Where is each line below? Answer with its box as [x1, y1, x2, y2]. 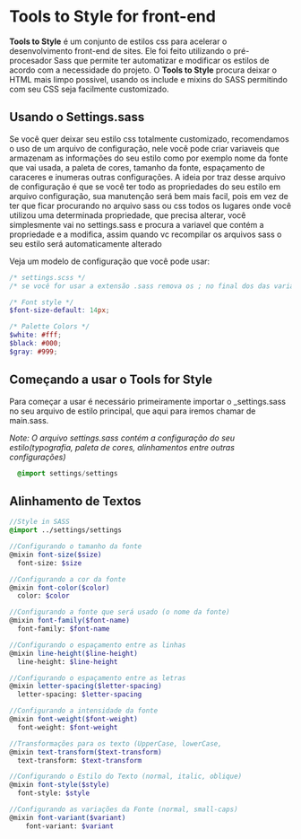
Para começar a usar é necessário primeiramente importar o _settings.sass [9, 396, 287, 406]
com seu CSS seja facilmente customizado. [9, 83, 169, 94]
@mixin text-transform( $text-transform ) [9, 747, 163, 756]
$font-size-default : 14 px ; [9, 306, 110, 315]
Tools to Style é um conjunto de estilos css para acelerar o [9, 36, 228, 47]
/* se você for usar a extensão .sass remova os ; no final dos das [9, 281, 271, 291]
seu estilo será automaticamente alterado [9, 238, 163, 249]
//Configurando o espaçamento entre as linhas [9, 640, 186, 650]
